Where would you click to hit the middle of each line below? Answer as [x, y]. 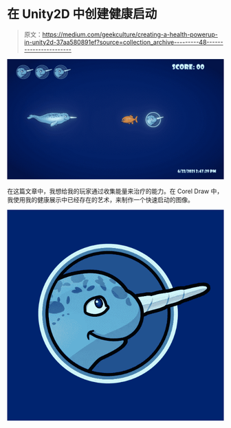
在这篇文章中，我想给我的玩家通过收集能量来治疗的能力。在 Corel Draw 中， [115, 191]
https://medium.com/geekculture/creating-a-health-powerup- [130, 34]
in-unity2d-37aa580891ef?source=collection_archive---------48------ [123, 42]
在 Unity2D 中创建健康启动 [82, 14]
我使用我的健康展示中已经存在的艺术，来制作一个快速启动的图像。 [100, 200]
